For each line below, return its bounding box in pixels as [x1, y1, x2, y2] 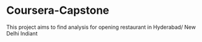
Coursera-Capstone [6, 4, 110, 17]
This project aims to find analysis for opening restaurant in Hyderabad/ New [6, 23, 196, 31]
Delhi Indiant [6, 29, 38, 37]
